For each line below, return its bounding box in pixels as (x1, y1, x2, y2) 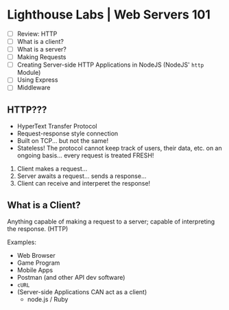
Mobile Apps (16, 266, 53, 274)
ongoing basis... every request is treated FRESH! (16, 151, 154, 159)
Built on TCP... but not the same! (16, 137, 108, 145)
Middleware (16, 83, 51, 92)
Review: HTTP (16, 30, 58, 38)
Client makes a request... (16, 165, 88, 173)
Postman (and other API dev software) (16, 274, 125, 281)
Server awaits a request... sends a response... (16, 172, 147, 180)
